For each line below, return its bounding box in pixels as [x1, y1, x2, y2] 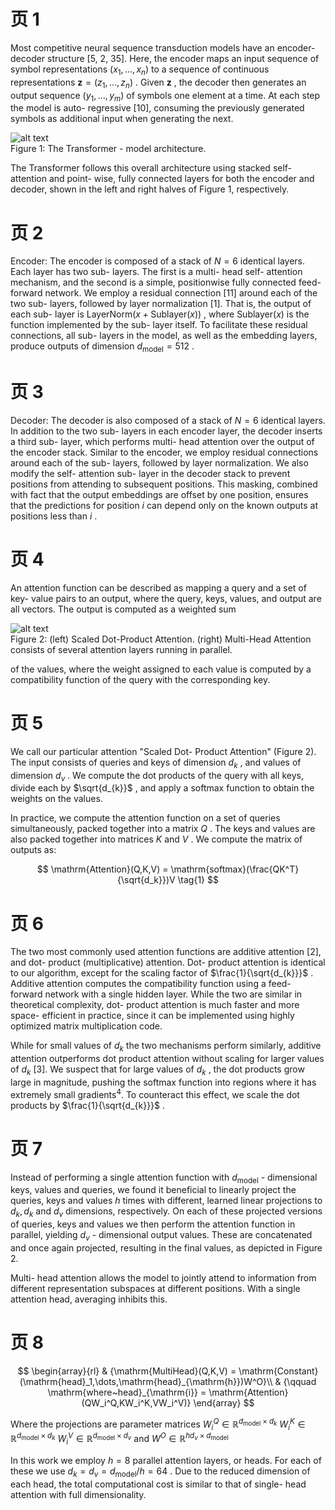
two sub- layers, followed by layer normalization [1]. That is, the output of [10, 298, 312, 310]
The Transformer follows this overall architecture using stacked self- [10, 162, 293, 174]
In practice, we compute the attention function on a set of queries [10, 812, 281, 824]
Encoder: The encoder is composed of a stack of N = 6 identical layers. [10, 255, 305, 267]
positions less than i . [10, 510, 98, 522]
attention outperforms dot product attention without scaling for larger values [10, 1053, 325, 1065]
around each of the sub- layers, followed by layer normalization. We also [10, 457, 309, 469]
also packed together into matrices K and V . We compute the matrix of [10, 833, 303, 845]
